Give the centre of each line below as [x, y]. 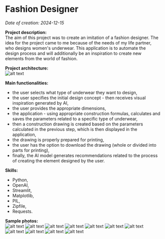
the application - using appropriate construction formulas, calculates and [86, 113]
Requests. [22, 211]
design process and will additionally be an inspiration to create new [73, 53]
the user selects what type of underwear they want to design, [75, 92]
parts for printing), [31, 150]
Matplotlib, [23, 196]
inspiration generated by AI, [40, 103]
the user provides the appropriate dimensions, [59, 108]
